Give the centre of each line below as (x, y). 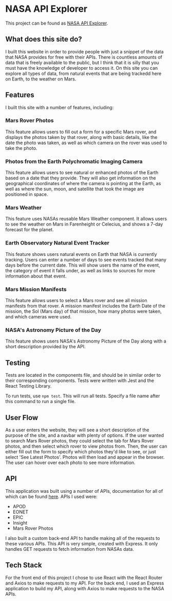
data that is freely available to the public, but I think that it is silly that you (82, 63)
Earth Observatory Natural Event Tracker (57, 243)
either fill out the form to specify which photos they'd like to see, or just (81, 451)
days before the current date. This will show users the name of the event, (83, 265)
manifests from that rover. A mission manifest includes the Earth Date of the (85, 306)
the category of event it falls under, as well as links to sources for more (80, 270)
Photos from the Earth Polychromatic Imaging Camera (74, 161)
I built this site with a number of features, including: (60, 107)
